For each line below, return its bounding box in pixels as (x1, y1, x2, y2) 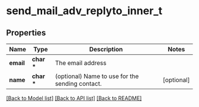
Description (89, 46, 123, 53)
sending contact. (55, 80, 102, 87)
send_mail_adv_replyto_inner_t (6, 4, 163, 18)
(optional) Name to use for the (55, 72, 139, 80)
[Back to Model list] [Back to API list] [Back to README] (6, 95, 142, 102)
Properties (6, 28, 46, 38)
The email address (55, 59, 107, 67)
